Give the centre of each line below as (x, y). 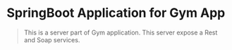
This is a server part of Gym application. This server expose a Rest (121, 32)
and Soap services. (52, 39)
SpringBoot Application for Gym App (116, 13)
